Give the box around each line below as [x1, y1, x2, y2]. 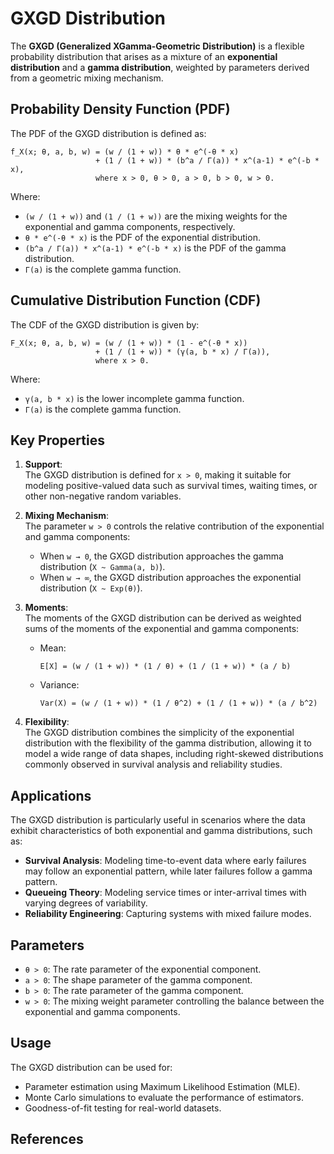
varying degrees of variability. [24, 897, 148, 909]
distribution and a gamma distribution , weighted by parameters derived [10, 61, 310, 73]
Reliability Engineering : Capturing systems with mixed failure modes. [24, 908, 312, 920]
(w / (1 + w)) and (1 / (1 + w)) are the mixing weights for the [24, 210, 288, 222]
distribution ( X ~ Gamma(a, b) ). [39, 561, 166, 573]
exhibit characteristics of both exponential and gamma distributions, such [10, 825, 313, 837]
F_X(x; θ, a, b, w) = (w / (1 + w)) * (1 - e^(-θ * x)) [10, 338, 248, 348]
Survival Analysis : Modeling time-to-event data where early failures [24, 855, 307, 867]
